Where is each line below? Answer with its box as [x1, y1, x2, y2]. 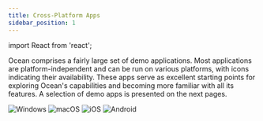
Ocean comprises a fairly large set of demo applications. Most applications [8, 56, 253, 65]
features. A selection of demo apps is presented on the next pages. [8, 89, 227, 98]
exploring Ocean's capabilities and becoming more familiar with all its [8, 80, 235, 90]
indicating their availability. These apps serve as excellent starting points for [8, 72, 256, 82]
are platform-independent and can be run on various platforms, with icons [8, 64, 250, 73]
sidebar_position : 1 [8, 19, 77, 27]
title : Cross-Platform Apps [8, 11, 101, 20]
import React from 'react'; [8, 40, 92, 49]
